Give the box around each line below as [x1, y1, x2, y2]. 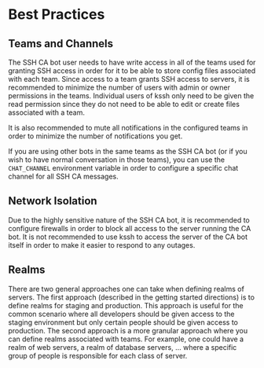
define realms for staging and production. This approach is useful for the [8, 300, 244, 310]
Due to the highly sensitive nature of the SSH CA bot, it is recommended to [8, 215, 250, 225]
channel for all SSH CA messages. [8, 171, 119, 181]
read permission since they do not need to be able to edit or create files [8, 100, 240, 109]
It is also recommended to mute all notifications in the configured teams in [8, 123, 248, 132]
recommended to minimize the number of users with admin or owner [8, 83, 230, 92]
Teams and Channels [8, 37, 114, 50]
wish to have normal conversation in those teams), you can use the [8, 155, 225, 164]
